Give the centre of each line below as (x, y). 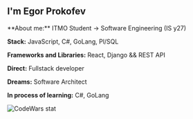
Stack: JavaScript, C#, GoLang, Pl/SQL (63, 42)
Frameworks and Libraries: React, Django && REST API (86, 55)
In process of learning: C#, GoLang (58, 95)
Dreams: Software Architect (47, 82)
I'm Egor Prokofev (47, 11)
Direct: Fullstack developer (46, 68)
